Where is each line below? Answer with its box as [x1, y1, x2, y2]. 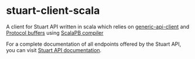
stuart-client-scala [6, 4, 100, 17]
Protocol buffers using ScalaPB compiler [6, 29, 104, 36]
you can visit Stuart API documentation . [6, 46, 102, 53]
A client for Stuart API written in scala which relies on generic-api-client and [6, 23, 190, 30]
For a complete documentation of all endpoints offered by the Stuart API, [6, 40, 182, 47]
